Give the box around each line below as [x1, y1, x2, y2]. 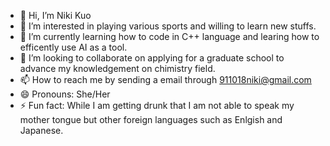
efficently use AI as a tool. [19, 41, 128, 53]
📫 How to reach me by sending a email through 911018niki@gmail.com [19, 74, 312, 85]
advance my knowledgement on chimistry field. [19, 63, 216, 74]
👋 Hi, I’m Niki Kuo [19, 10, 92, 21]
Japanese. [19, 125, 64, 136]
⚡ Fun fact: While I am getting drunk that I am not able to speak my [19, 100, 295, 111]
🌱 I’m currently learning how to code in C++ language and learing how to [19, 31, 320, 42]
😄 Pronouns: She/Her [19, 88, 111, 100]
